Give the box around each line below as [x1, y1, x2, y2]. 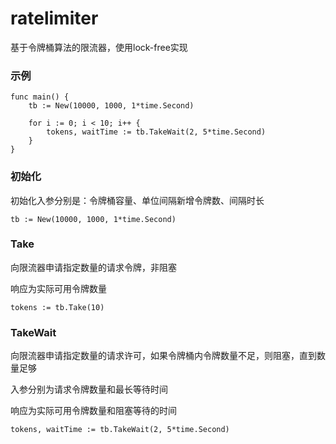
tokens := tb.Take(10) [10, 302, 105, 312]
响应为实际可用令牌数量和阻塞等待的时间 [10, 405, 177, 417]
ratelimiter [10, 7, 99, 30]
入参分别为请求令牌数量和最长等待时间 [10, 383, 168, 396]
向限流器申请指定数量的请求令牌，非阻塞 [10, 261, 177, 273]
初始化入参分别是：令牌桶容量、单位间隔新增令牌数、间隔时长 [10, 194, 265, 206]
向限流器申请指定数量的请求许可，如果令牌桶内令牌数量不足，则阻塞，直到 [10, 350, 317, 362]
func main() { [10, 92, 70, 102]
